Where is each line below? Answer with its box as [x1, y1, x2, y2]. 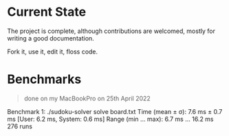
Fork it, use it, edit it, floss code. [7, 47, 98, 56]
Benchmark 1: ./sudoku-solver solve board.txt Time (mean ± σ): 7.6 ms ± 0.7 [7, 107, 223, 115]
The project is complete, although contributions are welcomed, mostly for [7, 27, 215, 35]
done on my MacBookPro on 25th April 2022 [23, 94, 151, 102]
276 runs [7, 122, 33, 131]
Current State [7, 4, 87, 20]
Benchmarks [7, 71, 82, 87]
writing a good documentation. [7, 34, 94, 42]
